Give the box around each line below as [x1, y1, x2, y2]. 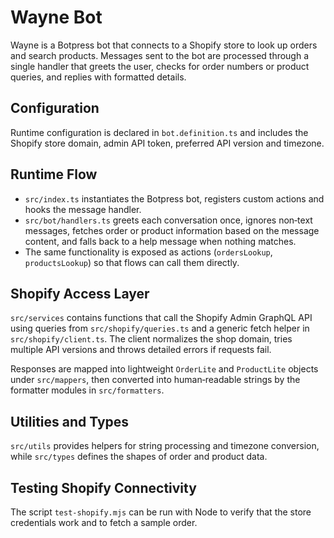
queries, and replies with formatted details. [10, 71, 187, 83]
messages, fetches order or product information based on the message [24, 224, 320, 236]
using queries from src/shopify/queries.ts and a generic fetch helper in [10, 322, 310, 335]
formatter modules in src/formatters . [10, 384, 165, 396]
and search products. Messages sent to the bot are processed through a [10, 49, 310, 61]
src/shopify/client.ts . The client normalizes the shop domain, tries [10, 333, 293, 345]
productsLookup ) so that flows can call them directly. [24, 256, 240, 268]
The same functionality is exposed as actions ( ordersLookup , [24, 246, 273, 258]
